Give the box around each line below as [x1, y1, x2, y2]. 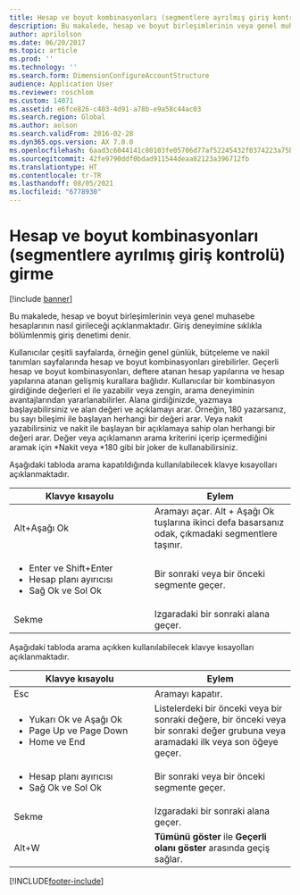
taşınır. [154, 538, 183, 550]
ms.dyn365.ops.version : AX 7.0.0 [9, 138, 134, 146]
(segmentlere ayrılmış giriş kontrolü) [9, 245, 286, 265]
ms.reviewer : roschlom [9, 88, 94, 96]
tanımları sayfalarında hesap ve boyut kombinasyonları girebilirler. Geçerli [9, 356, 279, 367]
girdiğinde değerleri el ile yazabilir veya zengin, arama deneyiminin [9, 385, 254, 396]
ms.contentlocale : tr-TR [9, 171, 102, 180]
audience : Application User [9, 79, 114, 88]
